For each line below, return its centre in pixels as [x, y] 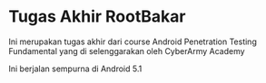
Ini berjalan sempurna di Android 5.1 [75, 69]
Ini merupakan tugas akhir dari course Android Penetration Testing [133, 41]
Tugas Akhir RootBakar [97, 17]
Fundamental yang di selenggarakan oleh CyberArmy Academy [127, 51]
